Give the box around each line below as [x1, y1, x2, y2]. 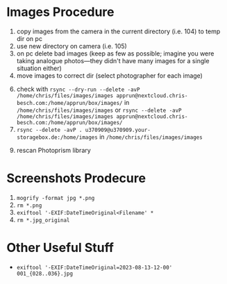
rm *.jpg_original [16, 217, 70, 224]
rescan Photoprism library [16, 146, 91, 154]
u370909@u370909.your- [85, 126, 151, 133]
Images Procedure [6, 4, 115, 20]
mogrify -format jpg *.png [16, 194, 95, 201]
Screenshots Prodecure [6, 171, 146, 186]
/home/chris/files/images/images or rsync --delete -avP [16, 106, 182, 114]
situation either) [16, 64, 62, 72]
